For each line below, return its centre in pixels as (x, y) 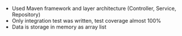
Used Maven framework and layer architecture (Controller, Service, (94, 8)
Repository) (26, 15)
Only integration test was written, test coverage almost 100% (87, 21)
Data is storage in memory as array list (59, 27)
